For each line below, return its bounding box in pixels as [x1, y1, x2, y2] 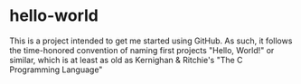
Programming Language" [9, 64, 103, 75]
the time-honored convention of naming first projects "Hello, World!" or [9, 44, 275, 55]
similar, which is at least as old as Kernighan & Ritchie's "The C [9, 54, 243, 65]
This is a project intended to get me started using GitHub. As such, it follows [9, 35, 293, 46]
